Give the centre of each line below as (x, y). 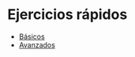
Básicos (32, 36)
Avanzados (37, 44)
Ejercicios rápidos (67, 15)
